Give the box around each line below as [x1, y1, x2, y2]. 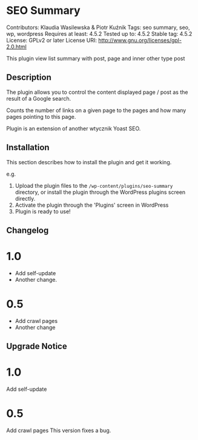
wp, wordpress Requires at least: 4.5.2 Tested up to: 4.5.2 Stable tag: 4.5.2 [6, 30, 193, 37]
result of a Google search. [6, 95, 71, 102]
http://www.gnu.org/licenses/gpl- [98, 36, 182, 44]
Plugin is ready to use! [15, 207, 71, 215]
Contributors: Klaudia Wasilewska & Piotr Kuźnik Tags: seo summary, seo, [6, 24, 190, 31]
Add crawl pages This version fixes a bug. [6, 427, 111, 434]
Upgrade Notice [6, 341, 68, 352]
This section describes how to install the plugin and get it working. [6, 158, 172, 165]
